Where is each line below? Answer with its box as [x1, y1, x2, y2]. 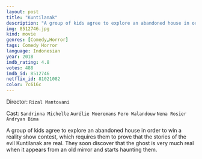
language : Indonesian [6, 48, 61, 54]
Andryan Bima [6, 116, 39, 122]
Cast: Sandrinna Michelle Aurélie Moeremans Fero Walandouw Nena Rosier [6, 110, 187, 117]
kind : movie [6, 31, 36, 37]
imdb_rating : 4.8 [6, 59, 50, 65]
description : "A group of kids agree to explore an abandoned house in [6, 20, 189, 26]
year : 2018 [6, 54, 34, 60]
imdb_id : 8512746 [6, 70, 50, 76]
